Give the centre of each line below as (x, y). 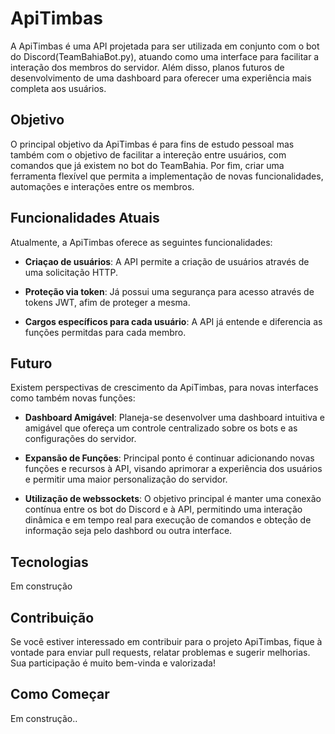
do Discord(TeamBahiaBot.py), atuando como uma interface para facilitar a (165, 56)
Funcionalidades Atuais (85, 218)
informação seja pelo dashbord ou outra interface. (128, 531)
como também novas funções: (73, 398)
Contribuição (52, 617)
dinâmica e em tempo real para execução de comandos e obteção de (168, 520)
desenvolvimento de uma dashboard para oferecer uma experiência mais (161, 78)
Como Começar (60, 694)
